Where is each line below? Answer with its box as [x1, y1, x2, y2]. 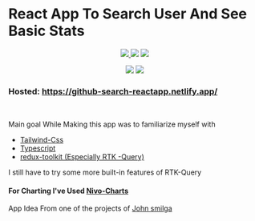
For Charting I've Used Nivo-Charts [8, 186, 129, 195]
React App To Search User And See [8, 5, 247, 23]
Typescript [19, 143, 56, 153]
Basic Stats [8, 22, 85, 40]
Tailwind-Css [19, 135, 64, 145]
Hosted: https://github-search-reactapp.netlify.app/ [8, 86, 218, 97]
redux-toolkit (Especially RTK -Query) [19, 152, 144, 162]
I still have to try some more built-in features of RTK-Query [8, 167, 202, 177]
